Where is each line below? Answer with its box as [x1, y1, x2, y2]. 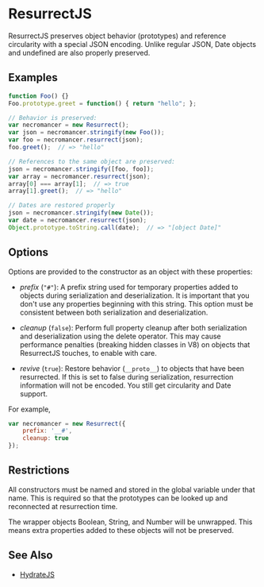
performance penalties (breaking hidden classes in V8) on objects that [19, 339, 251, 349]
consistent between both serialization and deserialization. [19, 307, 209, 317]
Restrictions [8, 464, 70, 477]
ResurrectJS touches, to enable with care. [19, 348, 157, 357]
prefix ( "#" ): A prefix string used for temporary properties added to [19, 282, 239, 292]
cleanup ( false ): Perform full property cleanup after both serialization [19, 322, 247, 332]
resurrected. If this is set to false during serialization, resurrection [19, 372, 234, 381]
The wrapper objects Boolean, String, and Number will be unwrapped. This [8, 517, 253, 527]
